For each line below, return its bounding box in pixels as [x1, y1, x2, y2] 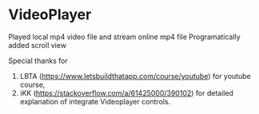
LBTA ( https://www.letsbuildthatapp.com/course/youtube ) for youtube [19, 71, 251, 81]
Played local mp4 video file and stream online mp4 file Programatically [8, 32, 241, 41]
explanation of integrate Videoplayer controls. [19, 96, 171, 106]
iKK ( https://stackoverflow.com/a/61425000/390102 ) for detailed [19, 88, 234, 97]
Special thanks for [8, 56, 68, 65]
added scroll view [8, 40, 66, 49]
